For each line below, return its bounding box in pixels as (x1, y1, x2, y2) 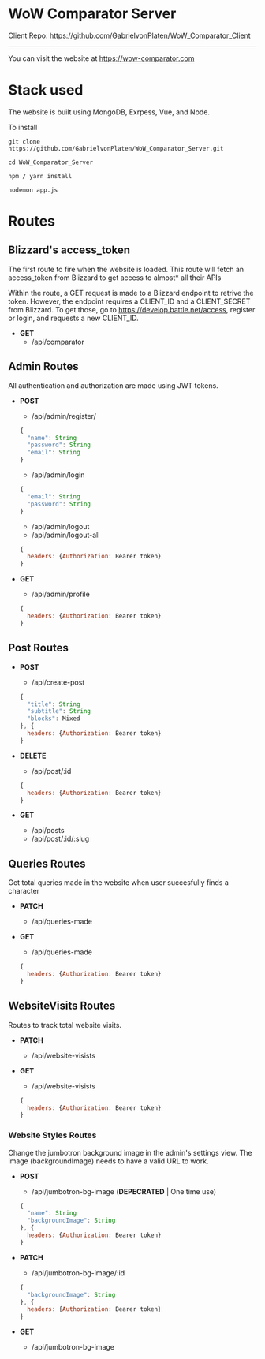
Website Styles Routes (8, 1129, 97, 1141)
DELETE (19, 751, 47, 760)
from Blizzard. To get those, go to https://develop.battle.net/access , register (8, 304, 256, 314)
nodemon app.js (8, 186, 58, 194)
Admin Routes (8, 360, 79, 373)
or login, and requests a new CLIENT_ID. (8, 313, 140, 323)
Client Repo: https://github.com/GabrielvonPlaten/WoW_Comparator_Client (8, 31, 251, 40)
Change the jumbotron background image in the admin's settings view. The (8, 1148, 252, 1157)
